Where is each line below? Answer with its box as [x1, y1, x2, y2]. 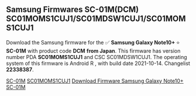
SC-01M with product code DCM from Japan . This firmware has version [6, 47, 181, 54]
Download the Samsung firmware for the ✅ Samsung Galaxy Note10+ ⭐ [6, 39, 180, 46]
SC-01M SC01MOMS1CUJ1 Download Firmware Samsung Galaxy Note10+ [6, 77, 184, 84]
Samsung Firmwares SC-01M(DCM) [6, 5, 139, 15]
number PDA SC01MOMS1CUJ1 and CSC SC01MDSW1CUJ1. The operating [6, 53, 187, 60]
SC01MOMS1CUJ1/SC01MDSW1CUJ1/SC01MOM [6, 14, 186, 24]
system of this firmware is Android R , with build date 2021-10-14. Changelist [6, 60, 190, 67]
